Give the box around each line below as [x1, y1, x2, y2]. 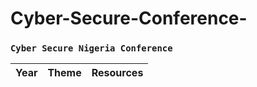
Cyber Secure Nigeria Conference [10, 43, 173, 54]
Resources [91, 66, 144, 80]
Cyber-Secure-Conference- [10, 7, 248, 30]
